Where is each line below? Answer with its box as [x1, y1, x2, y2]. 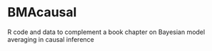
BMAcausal [7, 4, 77, 21]
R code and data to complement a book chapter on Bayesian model [7, 28, 206, 36]
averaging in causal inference [7, 35, 94, 43]
